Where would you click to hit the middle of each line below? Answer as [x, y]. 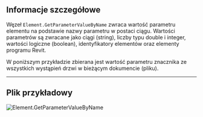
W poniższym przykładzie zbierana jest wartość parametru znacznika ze [97, 62]
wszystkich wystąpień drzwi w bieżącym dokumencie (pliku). [82, 68]
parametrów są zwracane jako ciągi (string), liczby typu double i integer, [96, 37]
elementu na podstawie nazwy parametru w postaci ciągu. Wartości [91, 31]
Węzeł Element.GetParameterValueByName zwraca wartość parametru [91, 24]
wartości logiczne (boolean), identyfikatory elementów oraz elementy [93, 43]
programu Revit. [26, 50]
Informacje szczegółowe [53, 10]
